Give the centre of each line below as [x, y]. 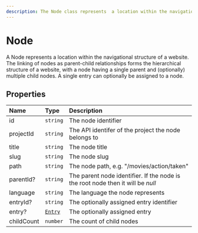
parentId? [22, 179]
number [54, 222]
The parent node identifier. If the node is [125, 176]
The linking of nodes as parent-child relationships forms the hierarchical [94, 63]
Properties [26, 94]
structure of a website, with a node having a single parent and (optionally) [96, 69]
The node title [88, 147]
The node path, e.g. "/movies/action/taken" [128, 167]
